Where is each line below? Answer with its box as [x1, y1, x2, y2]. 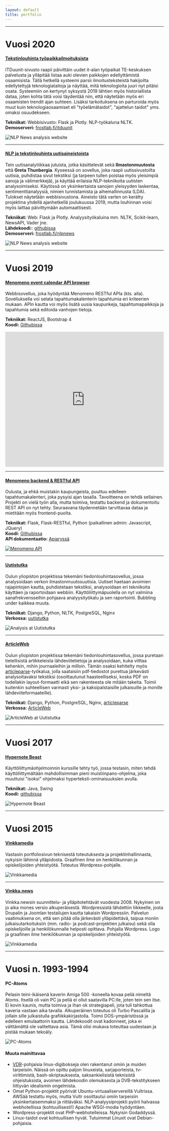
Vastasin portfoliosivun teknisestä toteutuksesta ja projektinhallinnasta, [5, 851, 152, 857]
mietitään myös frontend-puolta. [5, 510, 72, 516]
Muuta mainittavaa [5, 1050, 45, 1056]
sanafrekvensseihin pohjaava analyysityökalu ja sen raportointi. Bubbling [5, 594, 156, 601]
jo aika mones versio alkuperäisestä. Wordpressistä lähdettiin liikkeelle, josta [5, 904, 163, 910]
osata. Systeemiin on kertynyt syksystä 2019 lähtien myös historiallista [5, 88, 151, 94]
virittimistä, [12, 1072, 36, 1078]
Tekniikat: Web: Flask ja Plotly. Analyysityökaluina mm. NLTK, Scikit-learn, [5, 215, 159, 221]
